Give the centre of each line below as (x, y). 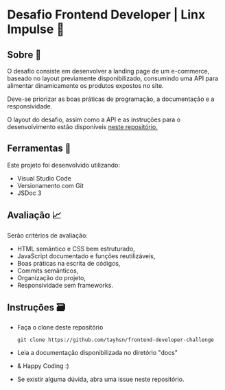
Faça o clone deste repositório (60, 328)
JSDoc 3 (29, 193)
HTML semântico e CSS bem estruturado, (76, 249)
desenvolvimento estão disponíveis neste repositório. (82, 127)
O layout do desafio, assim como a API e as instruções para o (94, 119)
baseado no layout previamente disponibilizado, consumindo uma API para (113, 78)
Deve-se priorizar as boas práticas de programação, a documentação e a (111, 99)
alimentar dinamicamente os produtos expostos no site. (85, 85)
